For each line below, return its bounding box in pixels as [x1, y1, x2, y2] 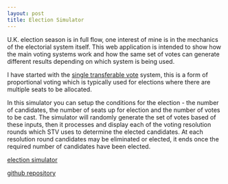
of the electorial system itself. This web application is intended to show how [7, 43, 222, 51]
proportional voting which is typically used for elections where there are [7, 78, 211, 86]
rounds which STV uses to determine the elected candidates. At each [7, 128, 204, 136]
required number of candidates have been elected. [7, 142, 151, 150]
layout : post [7, 10, 45, 17]
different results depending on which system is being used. [7, 57, 175, 65]
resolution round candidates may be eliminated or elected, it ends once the [7, 135, 220, 143]
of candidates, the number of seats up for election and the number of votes [7, 106, 220, 114]
